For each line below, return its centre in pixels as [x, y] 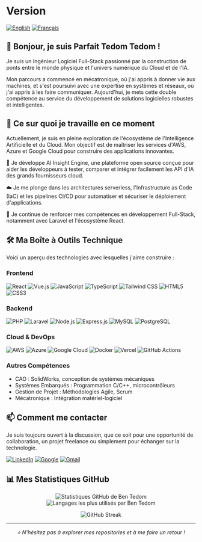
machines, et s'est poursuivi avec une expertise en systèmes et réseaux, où [100, 85]
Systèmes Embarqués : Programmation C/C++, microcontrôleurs [95, 385]
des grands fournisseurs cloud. [45, 175]
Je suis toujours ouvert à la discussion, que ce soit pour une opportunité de [100, 435]
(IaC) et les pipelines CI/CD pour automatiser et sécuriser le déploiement [96, 196]
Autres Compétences [38, 366]
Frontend [20, 273]
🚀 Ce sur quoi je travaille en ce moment [81, 124]
